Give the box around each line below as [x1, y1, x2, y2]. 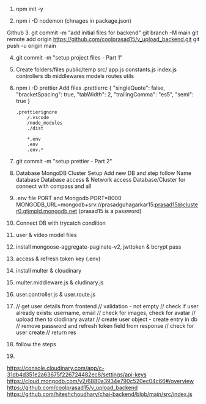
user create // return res [15, 328, 76, 336]
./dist [27, 125, 44, 131]
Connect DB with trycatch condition [15, 219, 106, 227]
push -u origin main [7, 42, 57, 49]
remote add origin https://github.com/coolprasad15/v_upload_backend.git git [7, 36, 200, 42]
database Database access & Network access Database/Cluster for [15, 176, 186, 183]
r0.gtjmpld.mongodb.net [15, 208, 78, 214]
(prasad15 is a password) [78, 208, 142, 214]
